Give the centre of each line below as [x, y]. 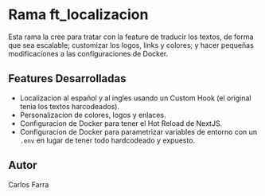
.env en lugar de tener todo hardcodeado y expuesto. [107, 140]
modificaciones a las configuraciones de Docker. [88, 53]
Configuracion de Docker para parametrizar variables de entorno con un [138, 131]
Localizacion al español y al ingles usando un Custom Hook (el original [135, 98]
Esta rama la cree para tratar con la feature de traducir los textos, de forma [131, 37]
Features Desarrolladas [67, 78]
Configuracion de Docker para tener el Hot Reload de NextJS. [121, 123]
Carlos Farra [29, 184]
